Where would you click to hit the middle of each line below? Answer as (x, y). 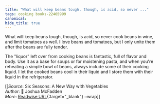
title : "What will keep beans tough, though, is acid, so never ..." (77, 9)
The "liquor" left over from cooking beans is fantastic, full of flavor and (76, 57)
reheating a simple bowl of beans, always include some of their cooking (77, 67)
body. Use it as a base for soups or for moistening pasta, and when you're (79, 61)
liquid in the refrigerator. (29, 77)
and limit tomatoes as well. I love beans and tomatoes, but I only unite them (80, 42)
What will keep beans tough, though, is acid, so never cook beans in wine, (79, 37)
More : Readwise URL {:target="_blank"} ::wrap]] (53, 97)
